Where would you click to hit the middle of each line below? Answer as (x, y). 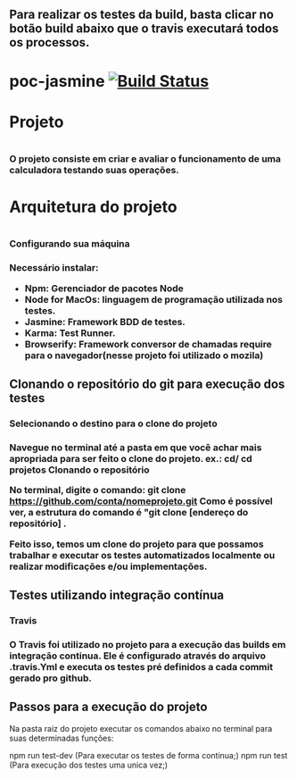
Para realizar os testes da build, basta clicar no (142, 15)
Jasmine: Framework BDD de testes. (105, 322)
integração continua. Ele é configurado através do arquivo (137, 656)
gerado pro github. (50, 678)
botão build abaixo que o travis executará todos (144, 29)
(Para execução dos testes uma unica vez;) (88, 765)
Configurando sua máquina (70, 244)
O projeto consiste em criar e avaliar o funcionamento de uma (145, 158)
